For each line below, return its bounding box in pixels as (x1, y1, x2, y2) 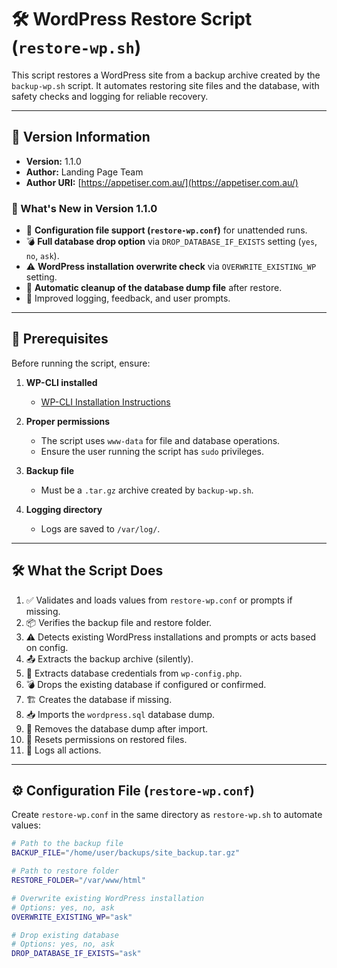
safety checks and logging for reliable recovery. (11, 90, 209, 102)
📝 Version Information (11, 129, 151, 146)
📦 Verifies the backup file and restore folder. (25, 616, 213, 628)
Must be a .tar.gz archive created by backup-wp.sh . (40, 484, 254, 496)
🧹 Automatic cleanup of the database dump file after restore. (25, 282, 283, 294)
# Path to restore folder (11, 866, 119, 876)
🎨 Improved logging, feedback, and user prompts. (25, 292, 231, 305)
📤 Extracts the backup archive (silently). (25, 652, 194, 665)
